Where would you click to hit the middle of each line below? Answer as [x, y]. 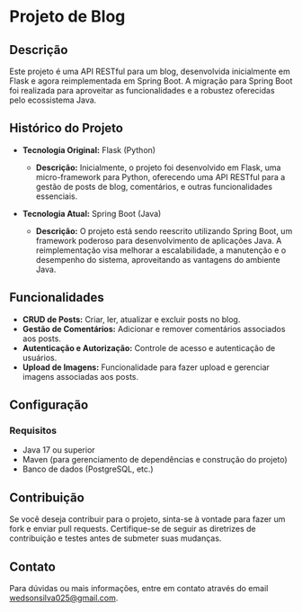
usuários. [40, 357]
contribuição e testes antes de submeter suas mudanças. [115, 538]
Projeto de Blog [67, 17]
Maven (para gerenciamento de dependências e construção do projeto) [155, 460]
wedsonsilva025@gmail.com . [64, 598]
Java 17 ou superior [59, 450]
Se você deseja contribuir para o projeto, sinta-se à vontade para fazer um [147, 519]
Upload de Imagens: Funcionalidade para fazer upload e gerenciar [146, 367]
